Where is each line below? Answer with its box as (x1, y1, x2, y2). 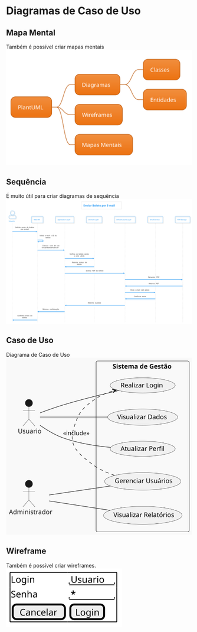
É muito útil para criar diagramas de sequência (6, 193, 119, 200)
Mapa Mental (6, 28, 56, 38)
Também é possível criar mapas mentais (6, 43, 104, 50)
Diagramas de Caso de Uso (6, 4, 141, 18)
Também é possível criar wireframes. (6, 562, 96, 569)
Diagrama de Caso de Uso (6, 351, 70, 358)
